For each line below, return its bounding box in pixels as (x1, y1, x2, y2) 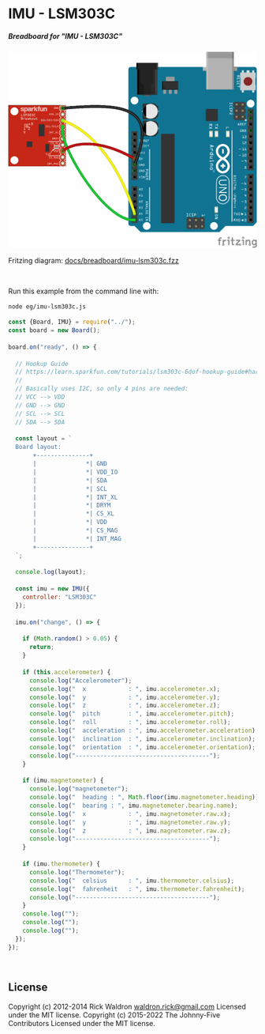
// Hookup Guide (15, 360, 69, 368)
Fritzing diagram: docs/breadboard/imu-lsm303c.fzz (8, 256, 179, 266)
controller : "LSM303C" (22, 594, 97, 602)
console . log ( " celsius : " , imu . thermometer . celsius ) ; (28, 877, 235, 885)
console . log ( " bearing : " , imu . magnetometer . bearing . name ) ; (28, 802, 238, 809)
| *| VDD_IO (32, 468, 118, 476)
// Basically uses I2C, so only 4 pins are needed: (15, 385, 189, 393)
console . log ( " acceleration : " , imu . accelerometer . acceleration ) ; (28, 726, 259, 735)
